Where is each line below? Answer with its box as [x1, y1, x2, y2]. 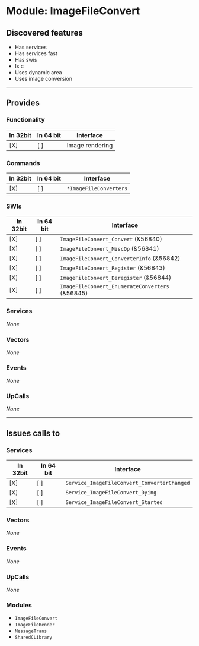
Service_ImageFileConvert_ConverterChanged [65, 480, 190, 487]
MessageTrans [14, 628, 47, 634]
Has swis [14, 56, 37, 63]
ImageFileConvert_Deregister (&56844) [60, 273, 172, 282]
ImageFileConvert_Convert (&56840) [60, 235, 162, 243]
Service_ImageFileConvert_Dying [65, 489, 157, 496]
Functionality [6, 116, 46, 124]
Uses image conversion [14, 75, 73, 82]
